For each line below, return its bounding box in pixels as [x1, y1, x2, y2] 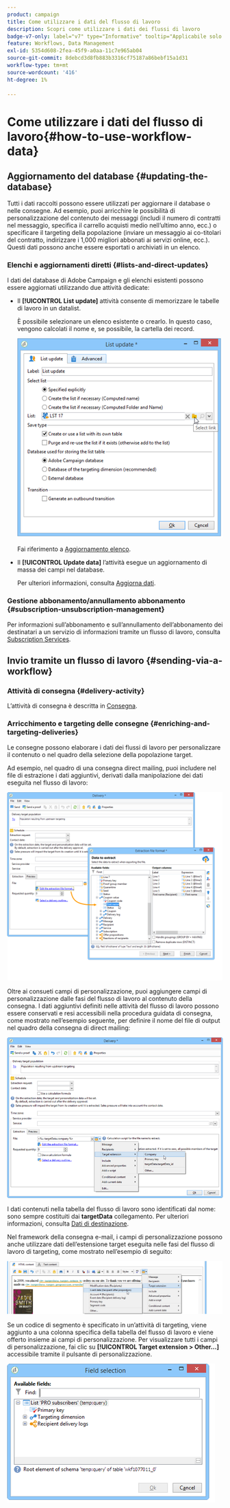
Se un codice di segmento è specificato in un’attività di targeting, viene [7, 1321, 207, 1329]
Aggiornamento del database [7, 170, 135, 182]
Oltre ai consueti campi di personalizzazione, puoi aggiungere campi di [7, 987, 207, 995]
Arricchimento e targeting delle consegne [7, 719, 149, 728]
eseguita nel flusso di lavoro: [7, 778, 88, 787]
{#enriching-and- [150, 719, 210, 728]
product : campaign [7, 11, 60, 18]
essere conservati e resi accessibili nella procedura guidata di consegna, [7, 1009, 213, 1017]
